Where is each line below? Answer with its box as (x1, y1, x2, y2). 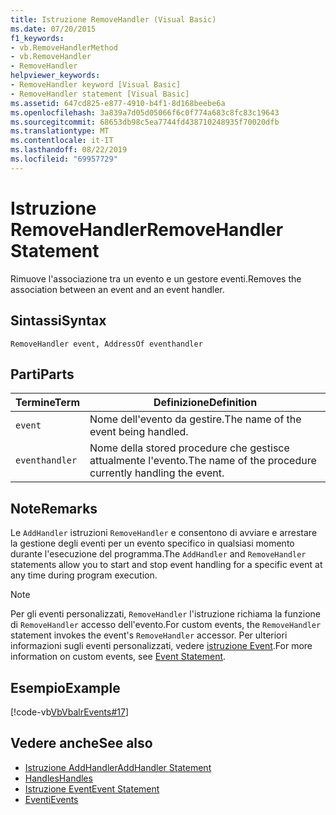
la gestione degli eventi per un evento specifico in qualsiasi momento (10, 537, 295, 550)
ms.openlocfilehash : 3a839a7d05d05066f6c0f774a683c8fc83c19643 (10, 107, 280, 118)
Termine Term (15, 396, 80, 410)
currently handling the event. (89, 466, 225, 480)
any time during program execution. (10, 569, 158, 581)
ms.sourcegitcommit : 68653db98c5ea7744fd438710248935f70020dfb (10, 117, 280, 127)
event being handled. (89, 425, 189, 439)
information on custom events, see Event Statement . (10, 651, 227, 663)
